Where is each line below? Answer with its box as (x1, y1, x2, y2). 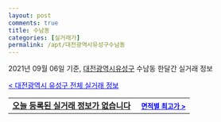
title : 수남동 (8, 26, 50, 34)
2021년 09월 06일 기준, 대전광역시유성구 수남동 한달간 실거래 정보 (8, 64, 213, 74)
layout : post (8, 11, 52, 20)
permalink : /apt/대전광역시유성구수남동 (8, 41, 126, 49)
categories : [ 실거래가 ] (8, 33, 81, 42)
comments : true (8, 19, 59, 27)
